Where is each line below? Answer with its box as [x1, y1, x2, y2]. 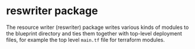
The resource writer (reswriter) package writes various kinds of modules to [6, 24, 189, 31]
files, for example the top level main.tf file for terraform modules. [6, 36, 165, 43]
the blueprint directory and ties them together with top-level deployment [6, 30, 182, 37]
